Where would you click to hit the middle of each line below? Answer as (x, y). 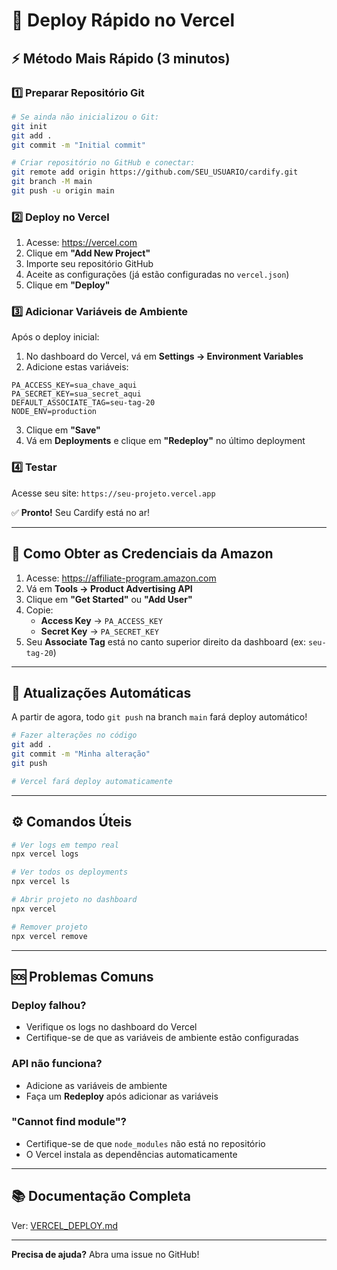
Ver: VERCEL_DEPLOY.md (64, 1225)
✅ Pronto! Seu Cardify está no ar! (80, 512)
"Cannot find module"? (69, 1122)
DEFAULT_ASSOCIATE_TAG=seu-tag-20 (83, 403)
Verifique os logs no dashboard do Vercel (111, 1027)
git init (29, 126)
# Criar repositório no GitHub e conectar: (103, 163)
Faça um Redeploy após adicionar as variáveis (122, 1096)
